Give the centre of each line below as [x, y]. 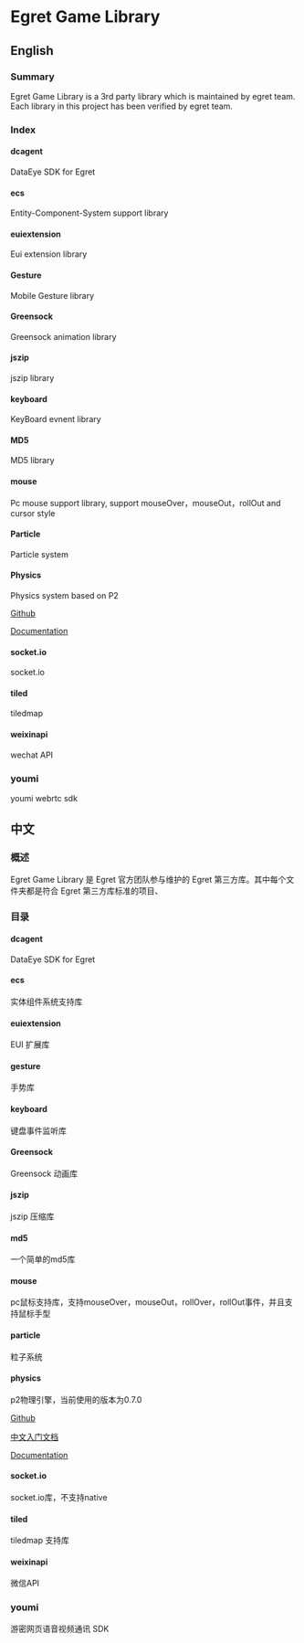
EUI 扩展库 [30, 1044]
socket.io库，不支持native [59, 1497]
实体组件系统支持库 [47, 1002]
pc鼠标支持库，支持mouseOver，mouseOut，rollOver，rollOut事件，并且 [148, 1302]
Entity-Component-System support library [89, 213]
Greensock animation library [63, 336]
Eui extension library [49, 254]
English [32, 51]
